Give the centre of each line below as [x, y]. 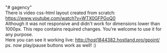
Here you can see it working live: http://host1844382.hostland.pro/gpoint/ [82, 40]
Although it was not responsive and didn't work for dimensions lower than [83, 23]
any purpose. [19, 34]
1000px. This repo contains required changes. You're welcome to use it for [83, 29]
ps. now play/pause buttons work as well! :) [51, 45]
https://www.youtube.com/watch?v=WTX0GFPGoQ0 [61, 18]
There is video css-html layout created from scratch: [60, 13]
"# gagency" [19, 7]
